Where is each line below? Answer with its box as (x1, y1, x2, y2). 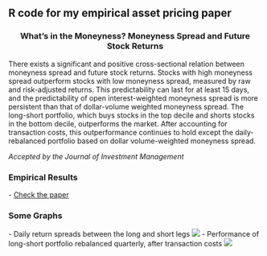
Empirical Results (8, 171, 78, 183)
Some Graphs (8, 209, 63, 221)
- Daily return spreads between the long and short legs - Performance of (8, 229, 260, 239)
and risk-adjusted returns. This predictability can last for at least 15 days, (8, 85, 249, 94)
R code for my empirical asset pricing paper (8, 6, 232, 20)
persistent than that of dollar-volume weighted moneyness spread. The (8, 101, 244, 111)
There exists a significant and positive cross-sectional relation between (8, 59, 245, 68)
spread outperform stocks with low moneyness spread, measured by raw (8, 76, 251, 85)
